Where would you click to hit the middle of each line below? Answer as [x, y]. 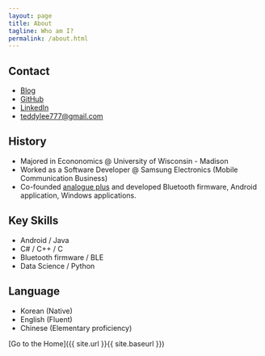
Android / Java [44, 240]
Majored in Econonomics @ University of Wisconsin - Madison [124, 161]
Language [34, 291]
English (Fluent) [46, 319]
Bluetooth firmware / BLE [62, 257]
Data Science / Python [57, 266]
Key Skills [34, 221]
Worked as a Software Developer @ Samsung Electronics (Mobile [129, 170]
